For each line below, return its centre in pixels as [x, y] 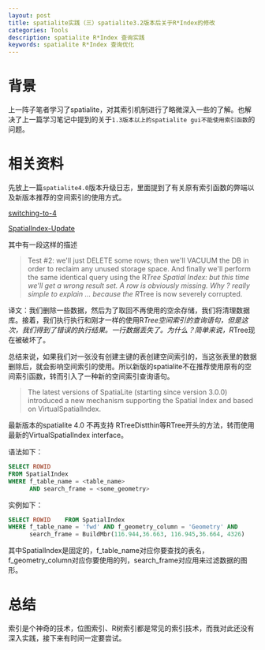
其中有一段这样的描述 [43, 245]
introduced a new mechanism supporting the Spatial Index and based [140, 400]
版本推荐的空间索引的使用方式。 [74, 197]
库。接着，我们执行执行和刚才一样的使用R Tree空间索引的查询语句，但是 [125, 320]
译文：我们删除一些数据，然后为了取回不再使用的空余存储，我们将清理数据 [129, 310]
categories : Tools [38, 30]
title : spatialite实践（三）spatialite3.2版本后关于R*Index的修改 [112, 23]
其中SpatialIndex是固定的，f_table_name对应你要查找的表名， [108, 551]
